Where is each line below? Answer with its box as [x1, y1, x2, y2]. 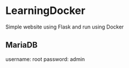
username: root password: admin [5, 55, 85, 62]
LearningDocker [5, 4, 86, 17]
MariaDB [5, 40, 38, 50]
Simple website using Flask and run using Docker [5, 23, 124, 30]
